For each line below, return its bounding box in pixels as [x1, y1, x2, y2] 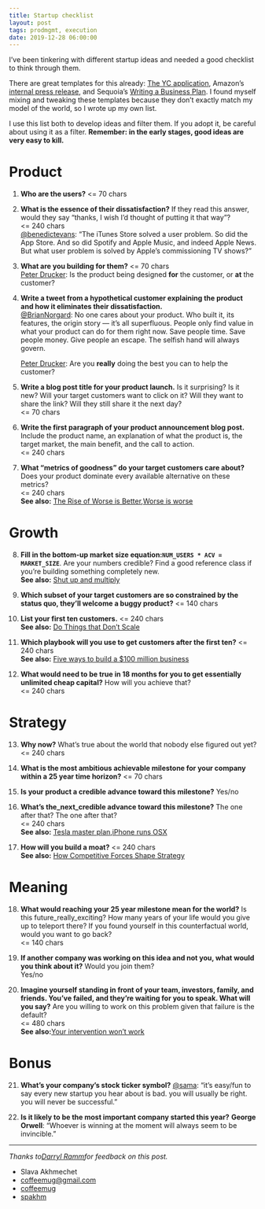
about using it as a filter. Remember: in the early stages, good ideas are [9, 127, 245, 137]
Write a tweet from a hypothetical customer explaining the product [20, 293, 243, 303]
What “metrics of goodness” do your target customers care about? [20, 463, 245, 473]
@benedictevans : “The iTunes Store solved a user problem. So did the [20, 230, 248, 239]
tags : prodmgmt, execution [9, 26, 98, 34]
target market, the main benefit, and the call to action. [20, 440, 195, 449]
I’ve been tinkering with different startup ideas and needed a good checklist [9, 55, 255, 65]
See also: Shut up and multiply [20, 575, 120, 584]
